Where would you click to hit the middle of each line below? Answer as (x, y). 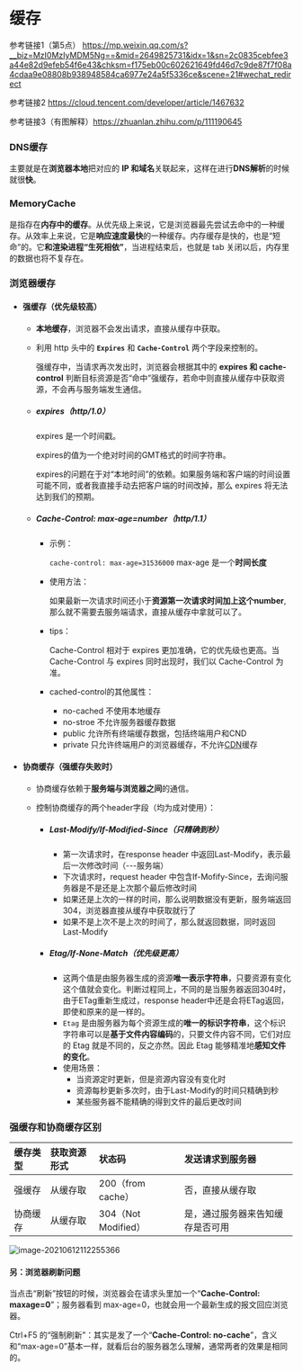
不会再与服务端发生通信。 (99, 389)
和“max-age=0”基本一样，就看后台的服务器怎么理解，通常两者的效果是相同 (148, 1347)
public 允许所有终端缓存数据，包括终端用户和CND (155, 733)
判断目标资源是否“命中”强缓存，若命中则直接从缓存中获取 (171, 378)
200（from (122, 1184)
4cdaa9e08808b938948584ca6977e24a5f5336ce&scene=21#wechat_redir (151, 74)
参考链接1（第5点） (45, 45)
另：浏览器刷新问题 (45, 1272)
